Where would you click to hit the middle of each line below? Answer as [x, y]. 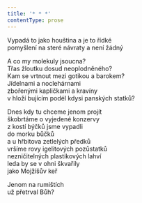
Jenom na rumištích [35, 184]
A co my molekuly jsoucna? [46, 61]
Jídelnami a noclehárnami [44, 83]
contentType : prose [35, 20]
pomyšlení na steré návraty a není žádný [65, 47]
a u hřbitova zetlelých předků [49, 141]
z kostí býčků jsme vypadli [45, 126]
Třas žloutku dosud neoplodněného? [60, 68]
